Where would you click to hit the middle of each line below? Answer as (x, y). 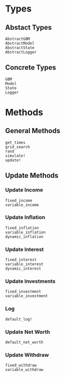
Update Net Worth (28, 332)
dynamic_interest (23, 269)
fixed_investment (23, 292)
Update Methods (32, 176)
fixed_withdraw (21, 365)
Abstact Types (28, 27)
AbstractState (20, 48)
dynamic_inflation (24, 237)
